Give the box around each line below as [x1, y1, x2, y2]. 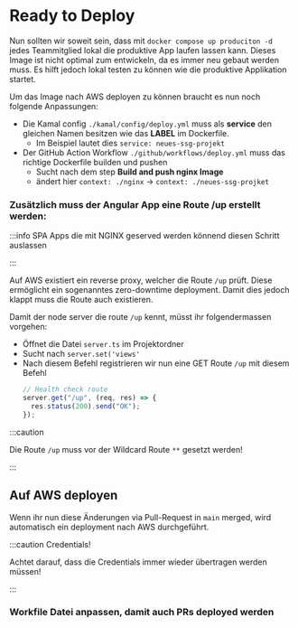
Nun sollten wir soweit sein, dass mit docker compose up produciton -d [9, 35, 273, 46]
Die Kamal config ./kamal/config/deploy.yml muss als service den [22, 118, 273, 129]
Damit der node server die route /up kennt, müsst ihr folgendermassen [9, 312, 272, 323]
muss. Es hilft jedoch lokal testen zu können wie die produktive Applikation [9, 64, 287, 75]
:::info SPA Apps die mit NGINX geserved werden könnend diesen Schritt [9, 230, 280, 241]
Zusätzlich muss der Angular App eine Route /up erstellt [9, 198, 261, 211]
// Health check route [22, 385, 108, 394]
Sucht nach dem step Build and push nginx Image [35, 166, 224, 177]
